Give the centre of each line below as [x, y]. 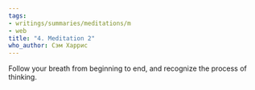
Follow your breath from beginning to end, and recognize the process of [127, 68]
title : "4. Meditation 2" [51, 38]
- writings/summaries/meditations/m [70, 23]
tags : [17, 16]
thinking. [23, 77]
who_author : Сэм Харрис [48, 46]
